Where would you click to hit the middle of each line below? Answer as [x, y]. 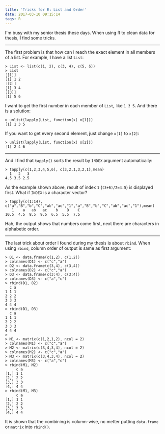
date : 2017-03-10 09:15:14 [33, 14]
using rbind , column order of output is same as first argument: [68, 248]
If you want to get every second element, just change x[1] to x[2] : [72, 134]
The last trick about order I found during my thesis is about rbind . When [78, 243]
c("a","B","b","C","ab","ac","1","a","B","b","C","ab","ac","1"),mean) [80, 206]
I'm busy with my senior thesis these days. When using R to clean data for [80, 33]
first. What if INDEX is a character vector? [46, 193]
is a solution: [18, 111]
